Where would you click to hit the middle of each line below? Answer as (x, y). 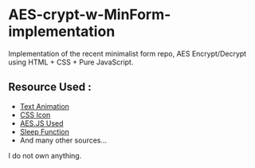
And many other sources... (63, 140)
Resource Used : (50, 87)
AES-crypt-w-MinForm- (90, 15)
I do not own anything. (45, 155)
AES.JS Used (41, 123)
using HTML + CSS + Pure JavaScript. (71, 62)
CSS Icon (35, 115)
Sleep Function (44, 131)
